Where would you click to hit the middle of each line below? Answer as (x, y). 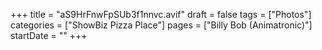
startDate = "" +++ (49, 35)
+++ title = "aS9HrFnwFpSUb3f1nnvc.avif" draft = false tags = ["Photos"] (161, 14)
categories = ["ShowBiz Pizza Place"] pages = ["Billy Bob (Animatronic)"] (161, 25)
